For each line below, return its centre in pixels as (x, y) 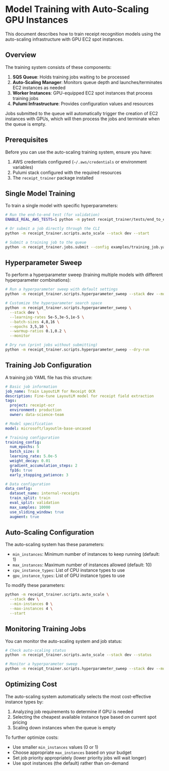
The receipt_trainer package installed (53, 178)
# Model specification (29, 423)
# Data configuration (28, 484)
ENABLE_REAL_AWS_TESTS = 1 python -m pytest (50, 220)
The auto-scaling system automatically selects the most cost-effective (78, 696)
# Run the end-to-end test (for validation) (53, 215)
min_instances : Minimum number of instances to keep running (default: (86, 554)
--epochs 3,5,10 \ (29, 326)
